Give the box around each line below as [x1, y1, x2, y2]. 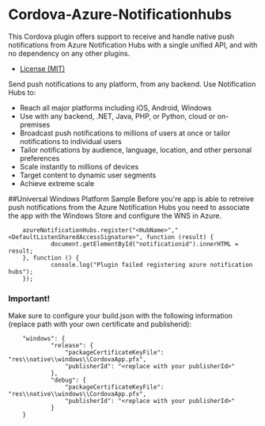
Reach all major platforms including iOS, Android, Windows [19, 103, 212, 112]
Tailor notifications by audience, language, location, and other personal [19, 145, 252, 154]
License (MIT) [19, 63, 66, 73]
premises [19, 120, 51, 129]
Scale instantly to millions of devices [19, 162, 139, 171]
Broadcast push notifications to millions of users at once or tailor [19, 128, 231, 138]
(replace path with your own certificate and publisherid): [8, 319, 192, 329]
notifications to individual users [19, 136, 123, 146]
